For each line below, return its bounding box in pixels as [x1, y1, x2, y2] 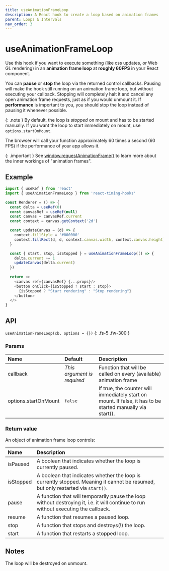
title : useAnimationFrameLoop [5, 7, 69, 13]
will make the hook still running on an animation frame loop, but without [5, 86, 153, 92]
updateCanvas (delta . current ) [14, 261, 75, 266]
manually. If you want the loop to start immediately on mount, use [5, 122, 141, 129]
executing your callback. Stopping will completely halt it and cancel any [5, 91, 153, 97]
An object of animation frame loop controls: [5, 437, 96, 443]
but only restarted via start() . [36, 484, 108, 491]
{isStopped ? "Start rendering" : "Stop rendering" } [18, 288, 132, 293]
